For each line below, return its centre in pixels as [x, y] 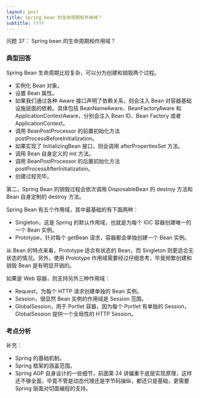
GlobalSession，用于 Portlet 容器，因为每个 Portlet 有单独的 [89, 306]
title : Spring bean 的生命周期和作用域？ [54, 18]
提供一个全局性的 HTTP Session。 [94, 314]
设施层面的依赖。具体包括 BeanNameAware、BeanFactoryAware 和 [98, 108]
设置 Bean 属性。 [36, 93]
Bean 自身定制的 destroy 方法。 [45, 197]
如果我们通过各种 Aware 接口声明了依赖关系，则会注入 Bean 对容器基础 [103, 100]
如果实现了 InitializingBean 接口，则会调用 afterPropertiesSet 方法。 [99, 146]
